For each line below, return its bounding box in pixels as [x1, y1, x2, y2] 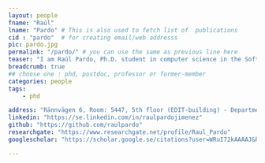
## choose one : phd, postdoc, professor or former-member [8, 70, 207, 78]
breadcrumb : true [8, 63, 65, 71]
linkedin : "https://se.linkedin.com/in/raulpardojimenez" [8, 113, 203, 122]
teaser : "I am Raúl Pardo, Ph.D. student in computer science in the [8, 56, 242, 64]
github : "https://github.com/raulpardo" [8, 121, 144, 129]
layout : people [8, 11, 58, 20]
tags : [8, 84, 26, 93]
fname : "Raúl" [8, 19, 55, 27]
